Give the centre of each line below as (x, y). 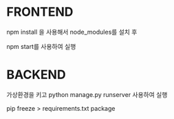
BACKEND (36, 75)
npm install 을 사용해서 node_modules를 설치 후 (72, 32)
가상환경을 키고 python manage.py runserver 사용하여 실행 (87, 94)
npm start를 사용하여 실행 (41, 46)
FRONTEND (40, 12)
